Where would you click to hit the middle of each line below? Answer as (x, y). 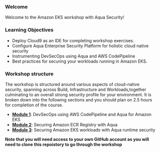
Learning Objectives (29, 30)
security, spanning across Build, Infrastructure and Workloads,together (76, 89)
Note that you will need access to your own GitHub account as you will (77, 139)
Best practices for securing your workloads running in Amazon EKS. (80, 61)
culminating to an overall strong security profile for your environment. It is (78, 94)
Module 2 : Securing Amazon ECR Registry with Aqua (65, 124)
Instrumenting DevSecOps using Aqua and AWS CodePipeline (73, 56)
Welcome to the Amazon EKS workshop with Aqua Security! (65, 17)
